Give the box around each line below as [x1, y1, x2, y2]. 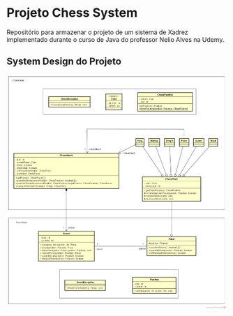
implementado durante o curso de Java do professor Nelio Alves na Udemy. [6, 35, 225, 43]
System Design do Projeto [6, 56, 121, 68]
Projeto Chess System [6, 5, 137, 21]
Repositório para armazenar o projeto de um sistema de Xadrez [6, 28, 189, 36]
